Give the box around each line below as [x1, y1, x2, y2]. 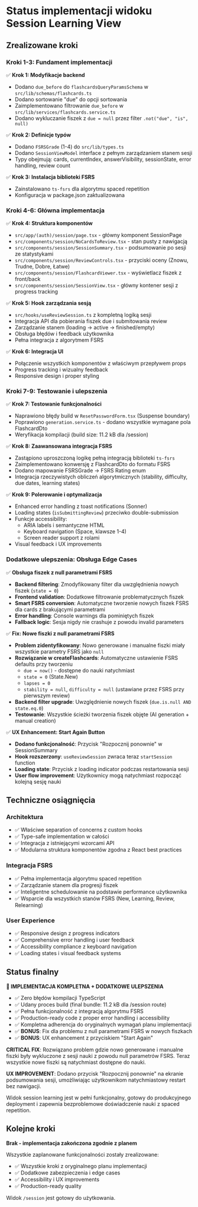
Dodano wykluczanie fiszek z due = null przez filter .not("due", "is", [14, 114, 189, 122]
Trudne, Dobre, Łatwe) [14, 263, 70, 270]
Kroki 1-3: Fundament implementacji [6, 58, 113, 66]
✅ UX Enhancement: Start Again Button [6, 729, 105, 736]
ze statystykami [14, 250, 54, 258]
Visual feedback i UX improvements [14, 541, 102, 548]
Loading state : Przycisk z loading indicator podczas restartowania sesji [14, 765, 189, 772]
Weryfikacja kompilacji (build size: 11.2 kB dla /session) [14, 431, 149, 438]
